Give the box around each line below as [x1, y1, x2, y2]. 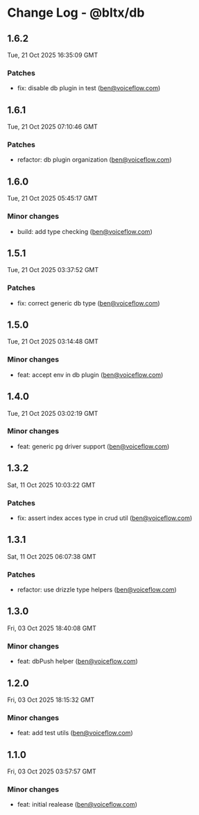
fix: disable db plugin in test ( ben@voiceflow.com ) [17, 84, 161, 92]
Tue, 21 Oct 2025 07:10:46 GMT [7, 123, 98, 131]
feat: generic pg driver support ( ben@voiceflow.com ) [17, 442, 170, 451]
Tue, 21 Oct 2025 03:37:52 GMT [7, 266, 99, 274]
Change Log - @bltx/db [7, 5, 145, 21]
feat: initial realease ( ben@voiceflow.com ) [17, 800, 137, 809]
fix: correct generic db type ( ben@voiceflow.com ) [17, 299, 161, 307]
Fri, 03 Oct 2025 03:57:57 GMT [7, 767, 97, 775]
